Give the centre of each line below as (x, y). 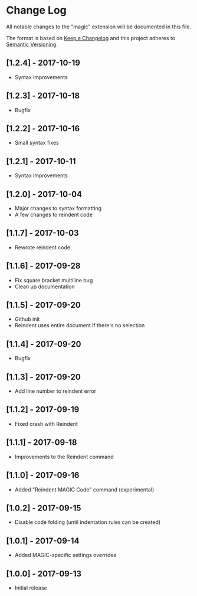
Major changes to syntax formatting (58, 208)
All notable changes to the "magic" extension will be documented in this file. (99, 27)
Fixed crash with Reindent (46, 424)
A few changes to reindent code (54, 214)
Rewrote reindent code (42, 247)
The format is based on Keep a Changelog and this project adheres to (91, 38)
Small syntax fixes (37, 143)
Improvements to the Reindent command (64, 457)
